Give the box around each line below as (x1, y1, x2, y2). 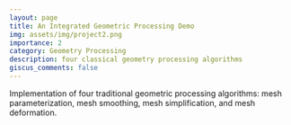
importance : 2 (9, 38, 63, 48)
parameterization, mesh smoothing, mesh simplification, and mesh (9, 97, 256, 108)
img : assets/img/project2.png (9, 30, 123, 39)
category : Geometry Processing (9, 47, 127, 56)
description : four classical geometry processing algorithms (9, 55, 243, 64)
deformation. (9, 107, 57, 118)
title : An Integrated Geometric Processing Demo (9, 22, 195, 31)
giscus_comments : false (9, 64, 99, 73)
